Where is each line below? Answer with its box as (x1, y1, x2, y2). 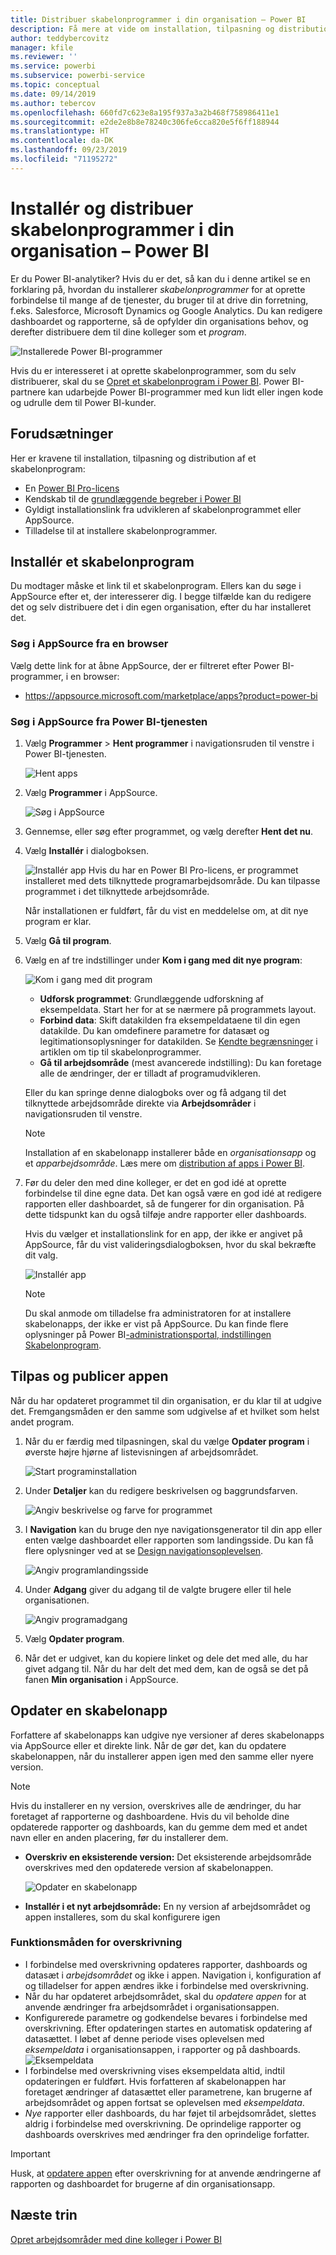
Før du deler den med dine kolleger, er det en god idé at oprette (24, 1176, 287, 1188)
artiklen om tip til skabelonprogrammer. (39, 1046, 202, 1058)
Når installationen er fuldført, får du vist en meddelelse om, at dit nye (24, 904, 309, 916)
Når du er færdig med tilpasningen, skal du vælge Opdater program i (24, 1435, 310, 1447)
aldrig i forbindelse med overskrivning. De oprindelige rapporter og (24, 2117, 302, 2130)
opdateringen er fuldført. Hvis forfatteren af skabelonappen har (24, 2075, 287, 2087)
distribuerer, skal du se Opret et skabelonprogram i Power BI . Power (10, 375, 290, 387)
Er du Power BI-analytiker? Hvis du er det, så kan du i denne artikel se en (10, 272, 311, 285)
